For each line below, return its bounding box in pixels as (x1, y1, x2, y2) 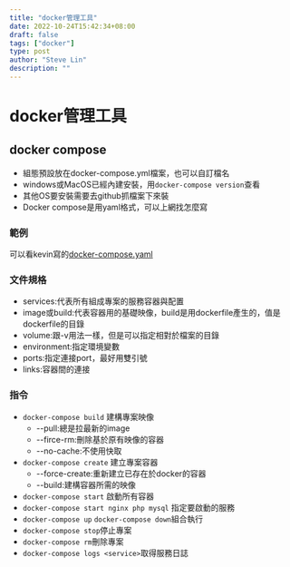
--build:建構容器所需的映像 (35, 479, 136, 490)
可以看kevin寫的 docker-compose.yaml (9, 249, 153, 259)
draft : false (9, 30, 59, 39)
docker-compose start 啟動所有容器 (22, 491, 154, 502)
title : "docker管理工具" (9, 13, 98, 23)
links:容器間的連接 (22, 364, 91, 375)
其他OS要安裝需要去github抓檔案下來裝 (22, 190, 169, 200)
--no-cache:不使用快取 (35, 445, 122, 456)
